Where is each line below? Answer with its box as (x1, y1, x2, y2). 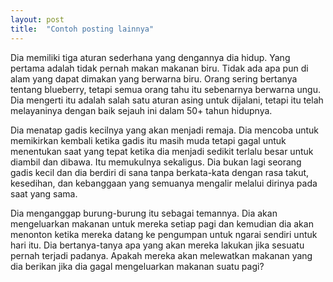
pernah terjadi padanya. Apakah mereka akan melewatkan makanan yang (10, 249, 313, 261)
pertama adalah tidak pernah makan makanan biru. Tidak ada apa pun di (10, 62, 309, 74)
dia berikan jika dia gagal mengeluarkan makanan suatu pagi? (10, 260, 265, 272)
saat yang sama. (10, 187, 78, 200)
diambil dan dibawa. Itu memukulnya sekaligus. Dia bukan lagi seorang (10, 156, 302, 168)
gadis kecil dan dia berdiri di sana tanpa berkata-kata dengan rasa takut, (10, 166, 310, 178)
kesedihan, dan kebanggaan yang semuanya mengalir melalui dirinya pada (10, 177, 318, 189)
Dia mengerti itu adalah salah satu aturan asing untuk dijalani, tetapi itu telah (10, 94, 324, 106)
